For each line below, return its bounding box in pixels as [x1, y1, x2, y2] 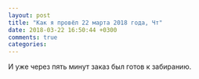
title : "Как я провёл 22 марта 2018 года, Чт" [8, 19, 163, 27]
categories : [8, 41, 47, 48]
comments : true [8, 33, 58, 41]
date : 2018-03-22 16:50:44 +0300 [8, 26, 118, 34]
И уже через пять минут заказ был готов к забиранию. [8, 62, 192, 71]
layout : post [8, 11, 51, 20]
